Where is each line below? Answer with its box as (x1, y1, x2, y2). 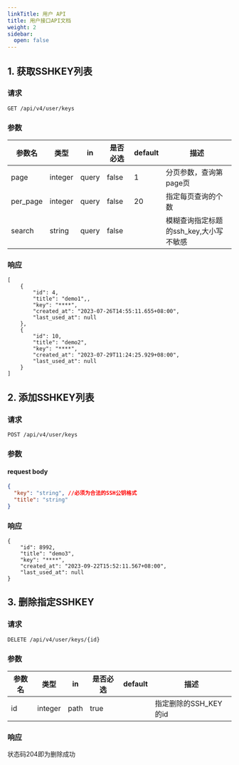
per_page (11, 197, 43, 207)
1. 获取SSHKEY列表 (7, 65, 92, 77)
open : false (14, 37, 50, 44)
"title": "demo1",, (33, 295, 91, 303)
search (11, 226, 34, 236)
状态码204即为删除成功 (7, 750, 76, 759)
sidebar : (7, 30, 33, 38)
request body (7, 467, 48, 476)
